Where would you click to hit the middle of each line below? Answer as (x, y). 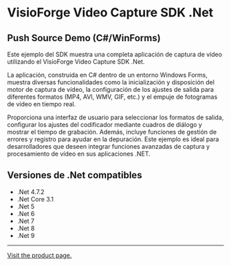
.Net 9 (26, 235)
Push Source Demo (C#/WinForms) (84, 38)
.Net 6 (26, 213)
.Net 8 (26, 228)
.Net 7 (25, 221)
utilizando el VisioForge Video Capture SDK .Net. (76, 62)
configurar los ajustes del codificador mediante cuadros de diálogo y (105, 124)
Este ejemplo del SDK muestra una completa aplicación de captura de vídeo (114, 54)
